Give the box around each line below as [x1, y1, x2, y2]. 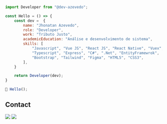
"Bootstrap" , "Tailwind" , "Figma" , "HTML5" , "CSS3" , [31, 55, 144, 60]
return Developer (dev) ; [14, 73, 64, 78]
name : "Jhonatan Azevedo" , [23, 23, 79, 28]
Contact [5, 101, 31, 109]
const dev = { [14, 18, 46, 23]
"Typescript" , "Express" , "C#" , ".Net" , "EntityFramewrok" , [31, 50, 160, 56]
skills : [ [23, 41, 43, 47]
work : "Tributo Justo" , [23, 32, 72, 37]
